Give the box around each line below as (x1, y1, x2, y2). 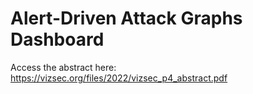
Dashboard (10, 28, 105, 51)
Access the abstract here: (10, 61, 117, 73)
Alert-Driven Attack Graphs (10, 7, 243, 30)
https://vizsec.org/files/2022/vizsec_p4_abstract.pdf (10, 72, 228, 84)
